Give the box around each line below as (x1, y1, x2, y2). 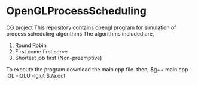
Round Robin (14, 42, 47, 49)
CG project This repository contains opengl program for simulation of (6, 24, 176, 31)
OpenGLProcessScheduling (6, 4, 147, 18)
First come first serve (14, 48, 68, 55)
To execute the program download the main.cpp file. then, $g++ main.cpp (6, 65, 188, 73)
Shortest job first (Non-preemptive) (14, 54, 102, 61)
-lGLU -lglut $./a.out (16, 72, 66, 79)
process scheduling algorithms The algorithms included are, (6, 30, 154, 37)
